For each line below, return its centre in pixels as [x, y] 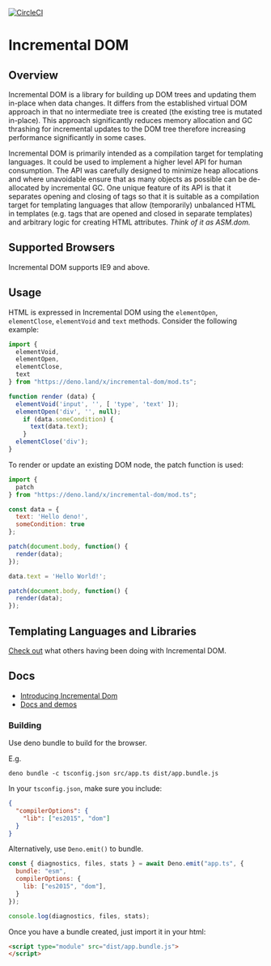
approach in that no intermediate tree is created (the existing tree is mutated [135, 112]
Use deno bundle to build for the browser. [78, 743]
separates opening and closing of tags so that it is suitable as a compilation [134, 196]
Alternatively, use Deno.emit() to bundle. [76, 849]
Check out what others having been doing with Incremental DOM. [117, 650]
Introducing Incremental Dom [69, 695]
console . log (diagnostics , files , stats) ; [79, 916]
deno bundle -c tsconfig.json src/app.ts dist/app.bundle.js [114, 774]
